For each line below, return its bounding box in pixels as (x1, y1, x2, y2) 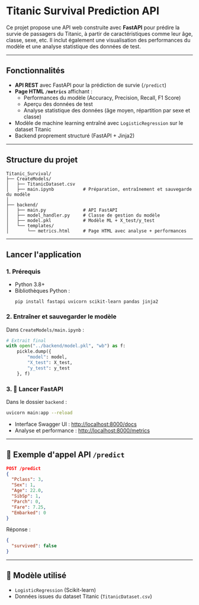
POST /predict (6, 465, 41, 471)
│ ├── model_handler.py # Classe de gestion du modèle (6, 212, 161, 218)
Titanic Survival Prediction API (6, 4, 160, 18)
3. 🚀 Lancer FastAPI (6, 385, 63, 393)
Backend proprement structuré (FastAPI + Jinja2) (14, 132, 135, 139)
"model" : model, (27, 354, 68, 361)
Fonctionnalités (6, 65, 65, 76)
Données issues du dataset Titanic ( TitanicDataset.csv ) (14, 593, 152, 600)
